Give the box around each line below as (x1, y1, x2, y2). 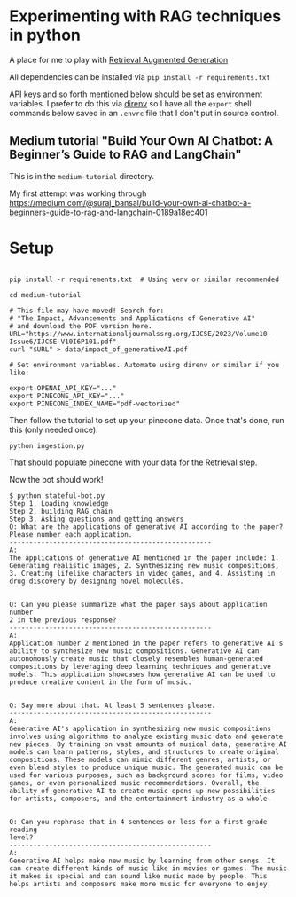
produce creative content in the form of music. (9, 677, 192, 687)
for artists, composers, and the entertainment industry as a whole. (9, 794, 272, 803)
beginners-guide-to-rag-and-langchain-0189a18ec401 (9, 207, 208, 217)
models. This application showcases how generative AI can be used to (9, 670, 276, 679)
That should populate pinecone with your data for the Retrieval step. (9, 457, 258, 468)
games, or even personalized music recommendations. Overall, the (9, 778, 260, 787)
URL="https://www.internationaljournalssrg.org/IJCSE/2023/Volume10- (9, 329, 272, 338)
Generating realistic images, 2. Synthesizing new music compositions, (9, 561, 279, 570)
